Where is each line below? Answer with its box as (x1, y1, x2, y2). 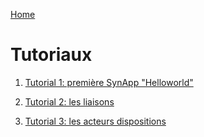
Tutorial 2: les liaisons (24, 95, 115, 108)
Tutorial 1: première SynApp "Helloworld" (24, 76, 194, 88)
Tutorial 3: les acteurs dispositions (24, 115, 167, 127)
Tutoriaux (10, 44, 93, 66)
